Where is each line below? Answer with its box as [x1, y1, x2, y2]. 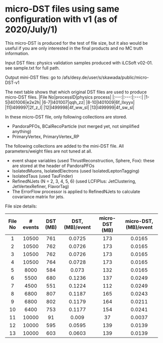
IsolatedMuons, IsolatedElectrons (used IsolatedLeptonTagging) [12, 168, 140, 173]
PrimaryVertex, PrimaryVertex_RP [12, 134, 80, 139]
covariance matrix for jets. [12, 193, 65, 200]
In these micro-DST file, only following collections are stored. [5, 114, 128, 120]
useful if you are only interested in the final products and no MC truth [5, 45, 143, 51]
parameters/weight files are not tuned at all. [5, 148, 93, 154]
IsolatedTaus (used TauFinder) [12, 173, 73, 179]
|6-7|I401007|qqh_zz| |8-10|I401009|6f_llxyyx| [42, 99, 135, 105]
